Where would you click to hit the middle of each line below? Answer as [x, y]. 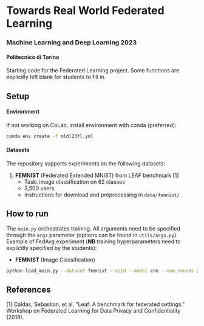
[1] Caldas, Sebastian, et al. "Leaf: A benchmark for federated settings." [96, 304]
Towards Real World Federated [86, 11]
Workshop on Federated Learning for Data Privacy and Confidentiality [93, 311]
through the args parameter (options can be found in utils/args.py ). [92, 235]
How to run [28, 214]
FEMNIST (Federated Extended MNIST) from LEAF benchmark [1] [97, 175]
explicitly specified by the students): [52, 248]
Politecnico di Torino [33, 57]
